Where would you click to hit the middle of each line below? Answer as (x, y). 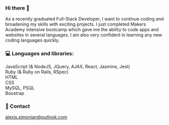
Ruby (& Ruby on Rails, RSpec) (37, 72)
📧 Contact (18, 106)
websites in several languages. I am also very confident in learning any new (84, 35)
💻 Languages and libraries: (40, 54)
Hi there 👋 (18, 8)
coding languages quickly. (33, 40)
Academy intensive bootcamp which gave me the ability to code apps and (82, 30)
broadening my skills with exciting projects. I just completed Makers (76, 24)
